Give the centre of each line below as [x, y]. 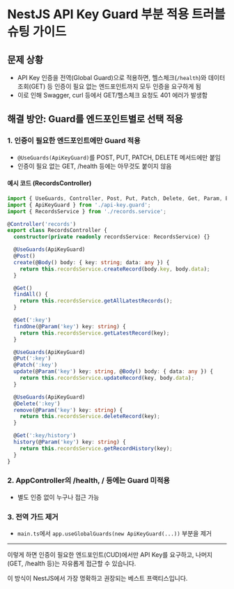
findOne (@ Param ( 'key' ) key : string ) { [70, 326]
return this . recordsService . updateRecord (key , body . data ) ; [107, 378]
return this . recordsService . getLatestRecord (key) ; [95, 333]
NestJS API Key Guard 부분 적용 [98, 14]
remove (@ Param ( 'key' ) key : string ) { [68, 410]
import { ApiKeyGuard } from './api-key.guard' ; [79, 205]
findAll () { [31, 294]
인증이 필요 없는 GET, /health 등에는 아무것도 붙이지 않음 [94, 166]
